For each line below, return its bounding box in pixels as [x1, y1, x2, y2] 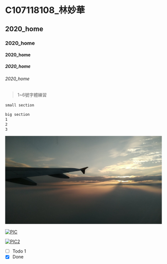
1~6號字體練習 [17, 91, 47, 97]
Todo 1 [12, 248, 26, 254]
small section [5, 102, 35, 107]
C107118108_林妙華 [5, 4, 85, 16]
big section [5, 112, 30, 117]
